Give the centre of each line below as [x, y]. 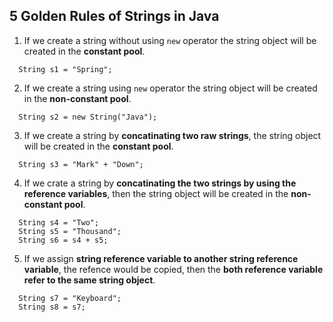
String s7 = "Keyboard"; [70, 298]
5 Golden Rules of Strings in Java [114, 16]
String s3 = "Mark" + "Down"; [81, 164]
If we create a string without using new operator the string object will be [170, 40]
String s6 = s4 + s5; [63, 240]
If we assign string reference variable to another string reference [161, 258]
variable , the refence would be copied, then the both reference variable [173, 269]
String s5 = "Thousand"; [70, 231]
